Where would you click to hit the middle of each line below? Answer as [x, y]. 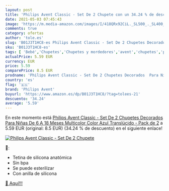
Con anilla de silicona [34, 173]
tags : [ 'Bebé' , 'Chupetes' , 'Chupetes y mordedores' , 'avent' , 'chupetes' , [83, 52]
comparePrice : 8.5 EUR [29, 71]
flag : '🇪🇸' [18, 84]
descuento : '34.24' [26, 99]
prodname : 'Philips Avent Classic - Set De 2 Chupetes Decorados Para [82, 75]
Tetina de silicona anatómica [42, 158]
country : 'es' [20, 80]
